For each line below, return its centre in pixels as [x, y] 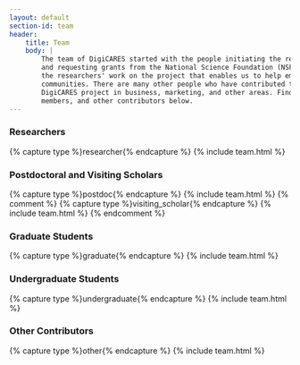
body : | [39, 51]
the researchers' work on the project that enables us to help [161, 76]
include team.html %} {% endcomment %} [87, 213]
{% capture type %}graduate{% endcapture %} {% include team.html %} [144, 256]
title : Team [47, 42]
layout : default [39, 17]
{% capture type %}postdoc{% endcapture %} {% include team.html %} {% [149, 194]
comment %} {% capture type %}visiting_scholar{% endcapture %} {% [141, 203]
